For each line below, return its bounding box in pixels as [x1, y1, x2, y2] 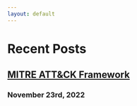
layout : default [7, 10, 55, 18]
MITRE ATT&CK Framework [7, 69, 131, 81]
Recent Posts [7, 40, 87, 57]
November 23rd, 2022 [7, 90, 85, 100]
